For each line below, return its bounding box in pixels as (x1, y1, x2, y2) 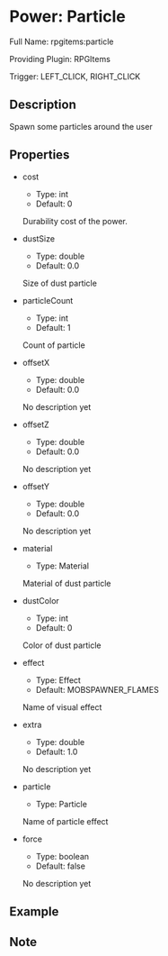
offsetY (22, 480, 50, 492)
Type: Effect (35, 674, 81, 686)
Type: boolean (35, 851, 90, 861)
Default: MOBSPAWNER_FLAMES (35, 684, 159, 695)
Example (9, 904, 59, 919)
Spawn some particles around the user (9, 121, 153, 132)
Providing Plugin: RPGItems (9, 53, 111, 64)
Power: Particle (9, 6, 126, 27)
